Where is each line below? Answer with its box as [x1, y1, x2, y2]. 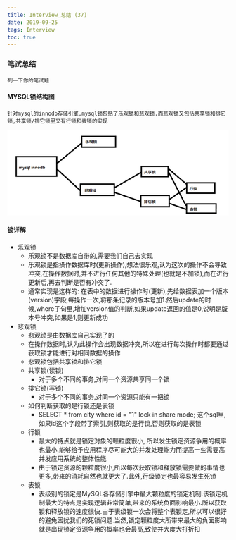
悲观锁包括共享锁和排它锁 [27, 357, 103, 366]
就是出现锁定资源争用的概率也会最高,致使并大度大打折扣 [38, 524, 201, 533]
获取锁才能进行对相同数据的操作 [27, 348, 121, 357]
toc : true [7, 34, 37, 41]
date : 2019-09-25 [7, 18, 58, 26]
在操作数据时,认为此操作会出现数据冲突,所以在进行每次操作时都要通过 [27, 339, 229, 348]
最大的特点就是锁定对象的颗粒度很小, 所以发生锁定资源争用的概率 [38, 436, 227, 445]
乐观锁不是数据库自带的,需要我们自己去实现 [27, 251, 153, 260]
